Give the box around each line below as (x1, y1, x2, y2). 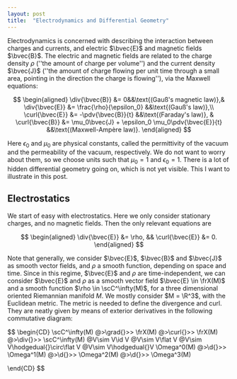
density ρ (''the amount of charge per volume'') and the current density (7, 59, 216, 67)
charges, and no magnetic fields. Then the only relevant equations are (7, 218, 212, 227)
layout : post (7, 10, 46, 18)
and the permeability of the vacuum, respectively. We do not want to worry (7, 148, 226, 156)
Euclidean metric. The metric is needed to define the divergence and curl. (7, 298, 223, 308)
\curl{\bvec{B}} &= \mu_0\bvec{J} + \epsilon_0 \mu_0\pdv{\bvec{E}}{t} (15, 117, 223, 126)
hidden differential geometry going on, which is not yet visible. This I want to (7, 165, 230, 173)
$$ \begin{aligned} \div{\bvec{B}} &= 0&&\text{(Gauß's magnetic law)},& (13, 95, 225, 103)
